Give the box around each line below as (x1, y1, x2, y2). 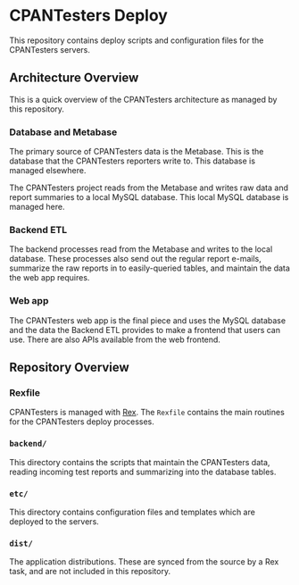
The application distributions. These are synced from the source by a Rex (9, 556, 279, 567)
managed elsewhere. (9, 165, 87, 176)
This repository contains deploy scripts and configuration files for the (9, 35, 264, 46)
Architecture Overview (9, 71, 139, 86)
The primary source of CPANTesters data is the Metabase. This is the (9, 146, 264, 157)
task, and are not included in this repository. (9, 566, 171, 577)
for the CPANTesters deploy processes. (9, 416, 154, 427)
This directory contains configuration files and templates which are (9, 506, 256, 517)
